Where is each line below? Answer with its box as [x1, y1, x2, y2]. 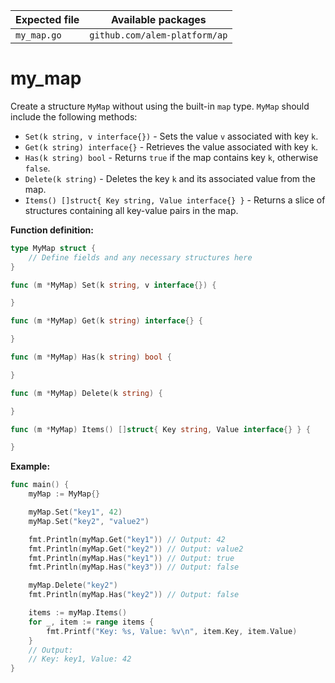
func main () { [10, 480, 70, 490]
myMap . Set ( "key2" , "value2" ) [28, 516, 150, 526]
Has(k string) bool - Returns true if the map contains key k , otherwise [24, 151, 319, 163]
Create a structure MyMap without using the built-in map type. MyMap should [10, 100, 310, 112]
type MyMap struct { [10, 243, 97, 253]
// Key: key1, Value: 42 [28, 654, 132, 664]
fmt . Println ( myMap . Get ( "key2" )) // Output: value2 [28, 544, 244, 554]
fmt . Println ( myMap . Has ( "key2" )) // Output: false [28, 590, 240, 600]
